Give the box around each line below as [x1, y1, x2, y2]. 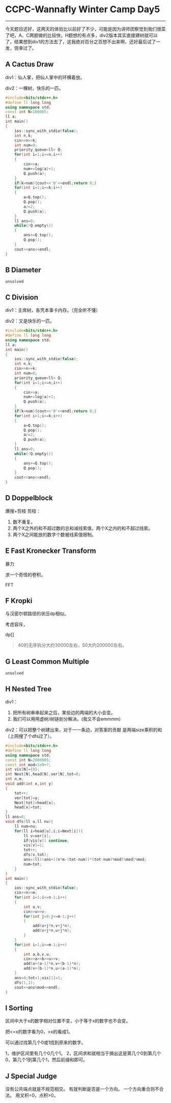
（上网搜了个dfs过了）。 [5, 733, 54, 739]
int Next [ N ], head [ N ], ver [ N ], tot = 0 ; [5, 772, 81, 777]
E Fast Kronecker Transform [5, 547, 96, 555]
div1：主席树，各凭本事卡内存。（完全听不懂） [5, 307, 101, 313]
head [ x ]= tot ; [14, 805, 42, 810]
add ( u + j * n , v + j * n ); [32, 923, 72, 928]
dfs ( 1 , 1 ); [14, 980, 36, 985]
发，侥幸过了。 [5, 45, 37, 51]
